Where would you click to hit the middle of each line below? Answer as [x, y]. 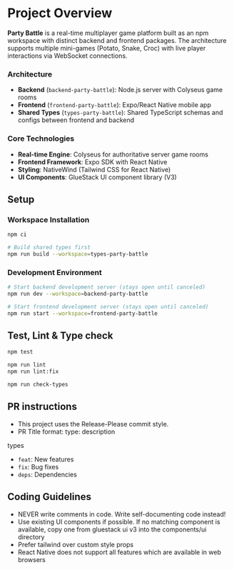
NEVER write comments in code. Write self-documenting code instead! [122, 514]
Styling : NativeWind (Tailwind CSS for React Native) [94, 169]
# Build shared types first [49, 248]
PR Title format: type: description [66, 431]
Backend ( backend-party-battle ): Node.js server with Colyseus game [120, 90]
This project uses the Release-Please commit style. [93, 424]
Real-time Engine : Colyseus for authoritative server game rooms [113, 154]
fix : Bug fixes [38, 466]
